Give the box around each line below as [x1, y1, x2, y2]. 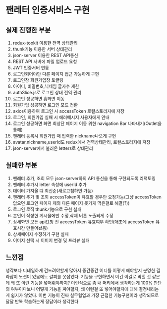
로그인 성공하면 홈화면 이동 [12, 96, 65, 102]
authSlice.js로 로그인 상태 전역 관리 [12, 90, 82, 95]
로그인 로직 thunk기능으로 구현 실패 [12, 206, 82, 212]
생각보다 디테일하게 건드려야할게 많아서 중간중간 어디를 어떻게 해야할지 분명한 [5, 267, 156, 273]
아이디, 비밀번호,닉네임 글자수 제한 [12, 83, 79, 89]
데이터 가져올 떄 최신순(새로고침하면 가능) [12, 187, 93, 193]
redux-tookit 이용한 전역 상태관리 [12, 40, 78, 46]
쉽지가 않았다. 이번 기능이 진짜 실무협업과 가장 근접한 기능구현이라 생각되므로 [10, 292, 159, 298]
